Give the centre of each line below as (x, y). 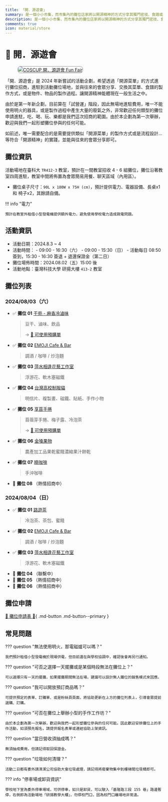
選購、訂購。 (16, 703)
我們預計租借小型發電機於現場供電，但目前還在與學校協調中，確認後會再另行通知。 (78, 657)
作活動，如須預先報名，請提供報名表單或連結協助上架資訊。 (57, 729)
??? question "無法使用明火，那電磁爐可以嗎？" (54, 647)
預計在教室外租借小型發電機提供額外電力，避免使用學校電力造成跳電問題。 (70, 214)
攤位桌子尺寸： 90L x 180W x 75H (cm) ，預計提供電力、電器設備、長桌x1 (86, 187)
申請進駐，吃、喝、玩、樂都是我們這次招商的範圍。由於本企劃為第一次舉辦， (84, 117)
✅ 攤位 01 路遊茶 (29, 510)
